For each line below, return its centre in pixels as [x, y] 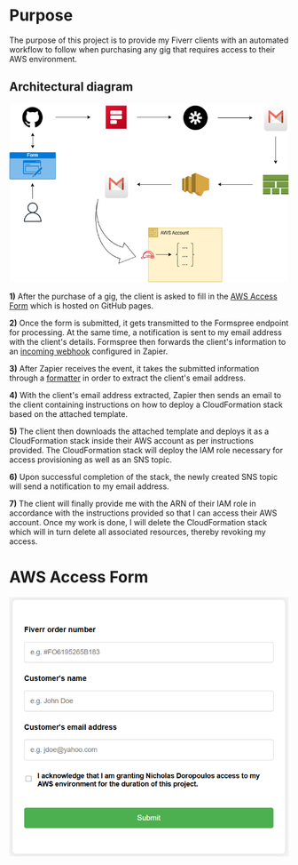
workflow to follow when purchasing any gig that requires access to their [142, 49]
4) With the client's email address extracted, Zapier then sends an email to [145, 395]
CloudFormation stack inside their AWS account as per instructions [132, 440]
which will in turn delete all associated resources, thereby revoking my [137, 532]
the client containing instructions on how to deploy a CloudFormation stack [146, 404]
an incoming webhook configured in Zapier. [89, 351]
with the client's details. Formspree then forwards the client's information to [148, 341]
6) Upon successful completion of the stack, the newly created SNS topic [144, 477]
